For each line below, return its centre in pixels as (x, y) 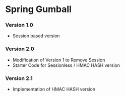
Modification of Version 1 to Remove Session (59, 60)
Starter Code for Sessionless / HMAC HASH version (66, 65)
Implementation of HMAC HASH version (54, 89)
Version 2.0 (20, 49)
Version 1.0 (19, 25)
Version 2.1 (19, 78)
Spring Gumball (39, 9)
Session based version (36, 36)
